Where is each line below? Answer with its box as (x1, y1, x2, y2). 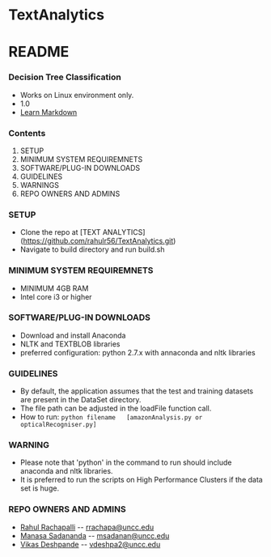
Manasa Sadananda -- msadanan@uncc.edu (19, 530, 170, 540)
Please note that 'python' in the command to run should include (19, 457, 232, 467)
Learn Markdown (19, 107, 78, 117)
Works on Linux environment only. (19, 90, 134, 100)
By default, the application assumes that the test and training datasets (19, 386, 253, 396)
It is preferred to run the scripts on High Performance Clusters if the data (19, 475, 263, 485)
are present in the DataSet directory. (19, 395, 142, 405)
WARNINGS (19, 180, 59, 189)
